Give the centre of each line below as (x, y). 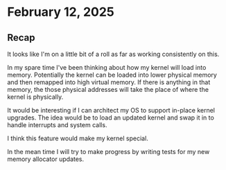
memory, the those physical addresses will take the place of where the (108, 89)
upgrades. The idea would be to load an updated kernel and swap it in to (111, 117)
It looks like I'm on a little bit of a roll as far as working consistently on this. (113, 54)
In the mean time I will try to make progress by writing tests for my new (108, 152)
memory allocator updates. (46, 159)
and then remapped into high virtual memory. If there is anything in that (109, 82)
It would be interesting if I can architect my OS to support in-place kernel (111, 110)
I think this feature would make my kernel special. (78, 138)
